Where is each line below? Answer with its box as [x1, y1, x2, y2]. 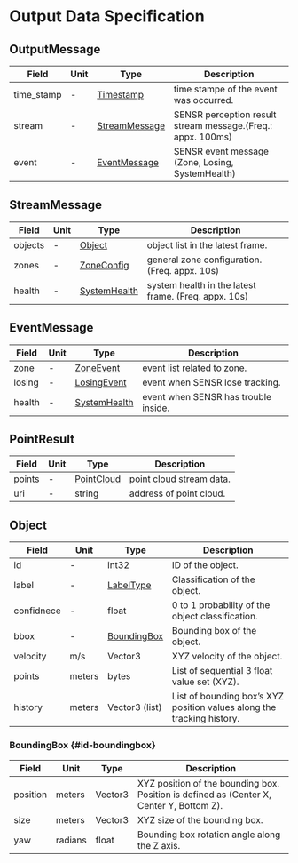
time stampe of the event [173, 83, 278, 95]
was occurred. [173, 94, 234, 106]
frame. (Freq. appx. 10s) [146, 290, 248, 302]
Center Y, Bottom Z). [137, 799, 223, 811]
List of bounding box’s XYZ [171, 691, 285, 703]
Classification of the [171, 573, 255, 586]
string [74, 487, 99, 499]
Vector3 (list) [107, 701, 162, 714]
